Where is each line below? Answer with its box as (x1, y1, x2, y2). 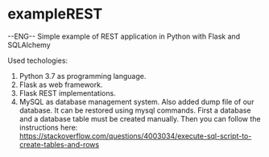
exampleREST (7, 5, 103, 23)
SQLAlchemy (7, 39, 52, 49)
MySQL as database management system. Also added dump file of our (19, 97, 255, 106)
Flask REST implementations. (19, 88, 116, 97)
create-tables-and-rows (19, 139, 100, 149)
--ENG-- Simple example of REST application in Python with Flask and (7, 31, 241, 41)
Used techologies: (7, 56, 68, 65)
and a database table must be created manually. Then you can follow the (19, 114, 261, 123)
